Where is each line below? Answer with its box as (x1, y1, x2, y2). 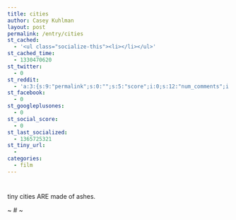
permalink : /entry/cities (7, 30, 83, 37)
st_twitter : (7, 63, 42, 70)
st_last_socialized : (7, 129, 69, 136)
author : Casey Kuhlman (7, 17, 74, 24)
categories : (7, 155, 42, 163)
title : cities (7, 10, 49, 18)
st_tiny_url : (7, 142, 46, 149)
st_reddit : (7, 76, 40, 83)
